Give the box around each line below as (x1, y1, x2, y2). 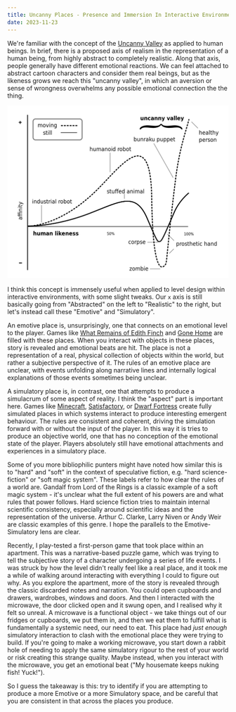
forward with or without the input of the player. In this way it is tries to (7, 424, 209, 432)
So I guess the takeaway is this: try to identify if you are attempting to (7, 682, 209, 690)
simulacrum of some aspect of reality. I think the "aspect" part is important (7, 394, 223, 403)
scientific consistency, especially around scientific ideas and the (7, 505, 194, 513)
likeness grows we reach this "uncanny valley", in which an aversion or (7, 76, 212, 84)
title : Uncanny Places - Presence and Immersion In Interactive (7, 11, 199, 18)
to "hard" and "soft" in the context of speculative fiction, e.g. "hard (7, 467, 201, 476)
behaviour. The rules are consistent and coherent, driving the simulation (7, 417, 216, 425)
